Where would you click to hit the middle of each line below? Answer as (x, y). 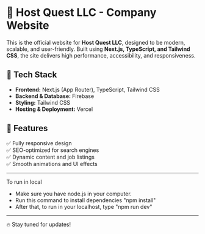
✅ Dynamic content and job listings (50, 157)
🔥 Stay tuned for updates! (39, 224)
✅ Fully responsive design (39, 143)
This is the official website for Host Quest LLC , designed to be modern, (96, 42)
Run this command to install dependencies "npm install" (85, 200)
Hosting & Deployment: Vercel (54, 109)
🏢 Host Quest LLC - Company (81, 13)
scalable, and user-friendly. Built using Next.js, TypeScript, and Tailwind (98, 49)
